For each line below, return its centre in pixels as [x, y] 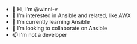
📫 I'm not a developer [39, 35]
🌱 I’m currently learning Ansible [51, 22]
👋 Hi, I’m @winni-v [35, 9]
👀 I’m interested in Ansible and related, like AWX [71, 15]
